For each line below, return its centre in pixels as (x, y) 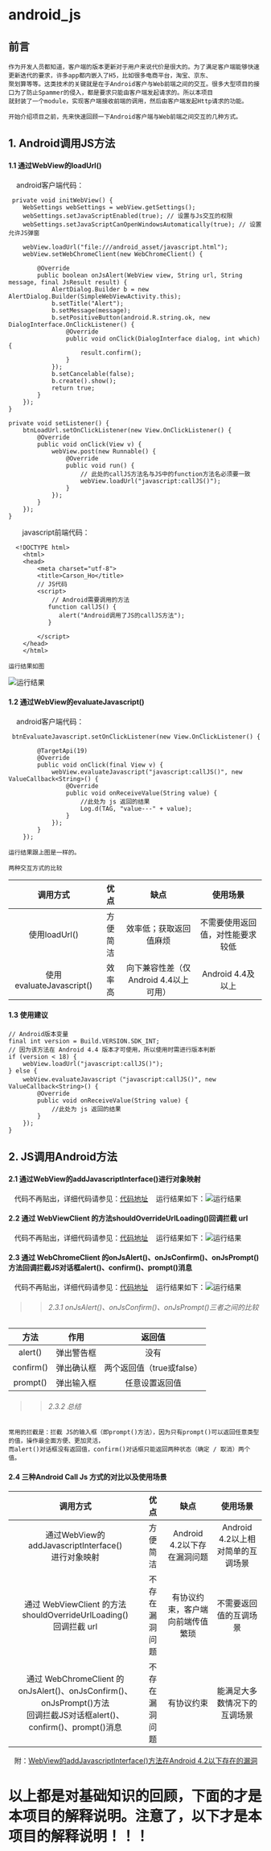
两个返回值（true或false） (153, 1368)
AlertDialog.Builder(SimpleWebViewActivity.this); (95, 296)
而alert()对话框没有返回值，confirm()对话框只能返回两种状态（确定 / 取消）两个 (129, 1450)
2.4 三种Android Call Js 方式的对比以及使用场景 (88, 1477)
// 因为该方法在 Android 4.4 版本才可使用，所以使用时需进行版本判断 (112, 1050)
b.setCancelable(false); (93, 374)
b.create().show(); (84, 381)
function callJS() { (82, 607)
